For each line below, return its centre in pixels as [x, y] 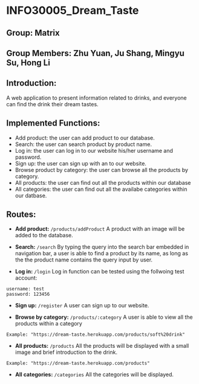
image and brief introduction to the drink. [66, 352]
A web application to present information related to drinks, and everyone [96, 98]
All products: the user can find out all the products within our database [103, 182]
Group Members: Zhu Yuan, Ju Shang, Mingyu [95, 53]
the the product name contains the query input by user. [84, 260]
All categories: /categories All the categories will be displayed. [94, 374]
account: [26, 278]
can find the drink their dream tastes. [52, 104]
